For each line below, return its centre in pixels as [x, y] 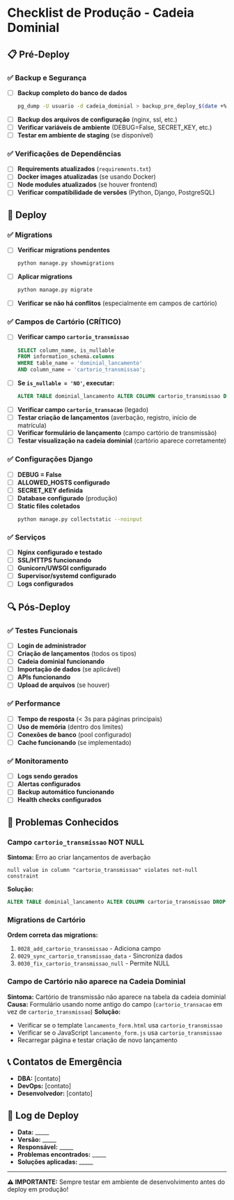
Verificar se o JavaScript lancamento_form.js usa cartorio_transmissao [119, 1032]
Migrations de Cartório [46, 919]
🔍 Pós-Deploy [39, 607]
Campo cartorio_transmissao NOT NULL [76, 842]
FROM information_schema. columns [66, 357]
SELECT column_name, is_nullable [66, 350]
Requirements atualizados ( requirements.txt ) [84, 169]
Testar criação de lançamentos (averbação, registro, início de [107, 417]
